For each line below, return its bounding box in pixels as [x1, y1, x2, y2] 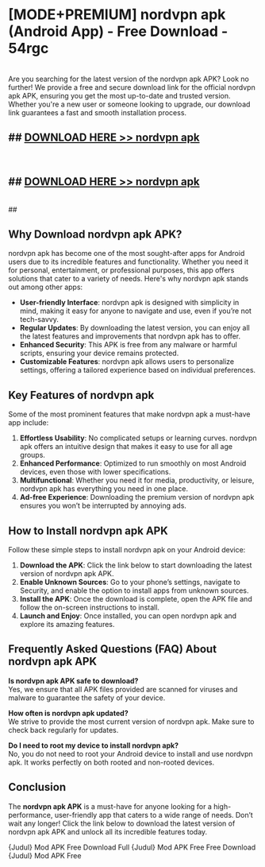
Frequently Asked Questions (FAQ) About [8, 642, 217, 656]
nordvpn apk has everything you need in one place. [19, 484, 189, 493]
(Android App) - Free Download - [8, 22, 229, 41]
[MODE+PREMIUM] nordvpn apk [8, 6, 226, 24]
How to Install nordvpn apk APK [8, 524, 168, 537]
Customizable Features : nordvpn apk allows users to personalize [19, 357, 235, 366]
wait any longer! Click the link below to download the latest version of [8, 819, 236, 828]
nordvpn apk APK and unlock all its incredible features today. [8, 826, 208, 836]
